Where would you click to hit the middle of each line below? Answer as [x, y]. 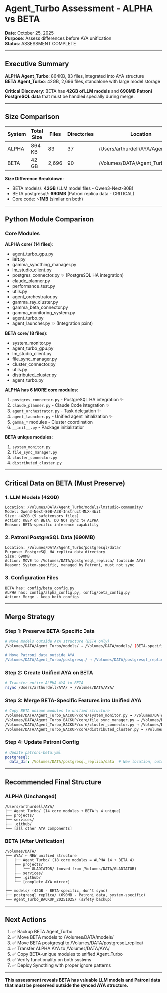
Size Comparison [32, 117]
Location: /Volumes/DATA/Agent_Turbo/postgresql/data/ [63, 548]
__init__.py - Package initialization [48, 427]
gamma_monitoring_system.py [44, 313]
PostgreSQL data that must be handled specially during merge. [70, 96]
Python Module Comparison [50, 219]
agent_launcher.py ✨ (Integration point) [53, 323]
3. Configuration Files [32, 578]
